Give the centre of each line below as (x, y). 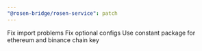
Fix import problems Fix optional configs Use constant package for (101, 33)
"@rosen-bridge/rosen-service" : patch (62, 13)
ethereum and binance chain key (53, 40)
